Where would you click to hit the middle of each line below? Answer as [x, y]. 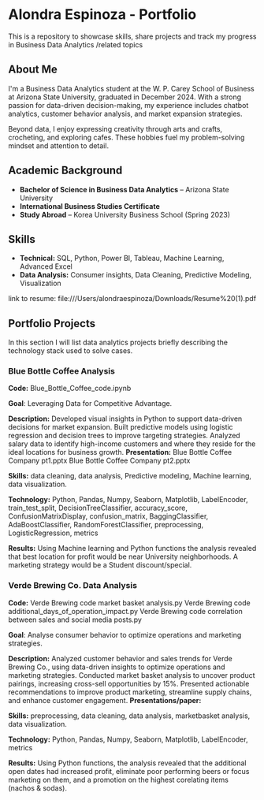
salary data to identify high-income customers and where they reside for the [132, 444]
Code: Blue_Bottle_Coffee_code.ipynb [70, 389]
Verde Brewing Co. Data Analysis [73, 586]
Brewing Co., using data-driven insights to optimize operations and [117, 667]
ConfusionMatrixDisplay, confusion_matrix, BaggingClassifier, [108, 516]
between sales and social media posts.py [75, 620]
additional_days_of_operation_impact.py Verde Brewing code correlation [125, 611]
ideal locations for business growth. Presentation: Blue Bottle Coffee [120, 452]
